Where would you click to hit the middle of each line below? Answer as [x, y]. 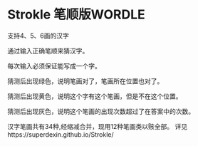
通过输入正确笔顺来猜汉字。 [48, 51]
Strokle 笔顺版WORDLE [77, 15]
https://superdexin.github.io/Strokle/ [61, 134]
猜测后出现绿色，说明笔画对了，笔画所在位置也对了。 [85, 81]
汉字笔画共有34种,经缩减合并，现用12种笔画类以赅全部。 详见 [97, 126]
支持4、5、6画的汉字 [38, 36]
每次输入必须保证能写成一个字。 [54, 66]
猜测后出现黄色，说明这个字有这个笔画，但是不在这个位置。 [95, 96]
